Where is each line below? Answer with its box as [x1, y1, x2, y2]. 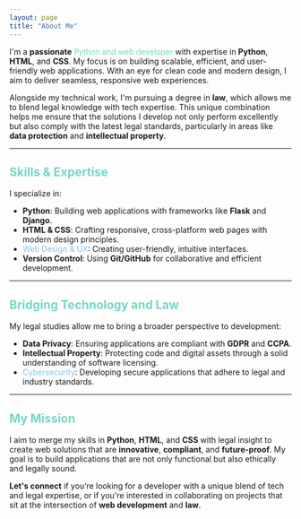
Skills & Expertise [9, 164, 109, 179]
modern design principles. [21, 234, 119, 245]
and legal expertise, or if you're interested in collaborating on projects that [9, 489, 283, 500]
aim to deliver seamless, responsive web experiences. [9, 74, 210, 85]
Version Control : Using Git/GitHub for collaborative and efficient [21, 253, 262, 264]
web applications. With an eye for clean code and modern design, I [39, 65, 287, 76]
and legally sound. [9, 463, 78, 473]
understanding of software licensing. [21, 358, 159, 368]
